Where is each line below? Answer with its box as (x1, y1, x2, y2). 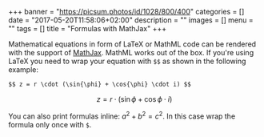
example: (8, 65, 38, 75)
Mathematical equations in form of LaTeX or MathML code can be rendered (8, 39, 257, 49)
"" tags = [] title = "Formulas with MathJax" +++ (8, 24, 166, 33)
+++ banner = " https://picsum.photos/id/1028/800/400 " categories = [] (8, 7, 245, 16)
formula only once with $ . (8, 119, 92, 129)
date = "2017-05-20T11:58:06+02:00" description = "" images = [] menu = (8, 15, 254, 25)
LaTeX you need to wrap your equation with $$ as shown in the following (8, 56, 246, 66)
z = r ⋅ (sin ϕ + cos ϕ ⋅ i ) (96, 95, 173, 103)
